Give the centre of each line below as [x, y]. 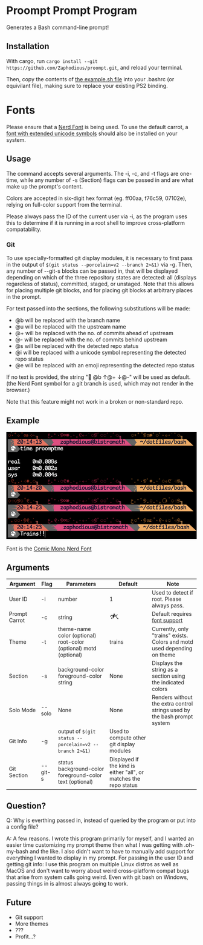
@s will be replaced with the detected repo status [77, 346]
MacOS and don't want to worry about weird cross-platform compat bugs [98, 871]
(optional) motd [77, 648]
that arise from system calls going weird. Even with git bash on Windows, [97, 877]
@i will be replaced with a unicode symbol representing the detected [100, 352]
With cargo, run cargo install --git [52, 61]
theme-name [75, 629]
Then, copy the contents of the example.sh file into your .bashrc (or [90, 79]
